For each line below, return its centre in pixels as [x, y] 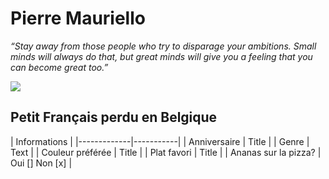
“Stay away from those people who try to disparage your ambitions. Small [163, 46]
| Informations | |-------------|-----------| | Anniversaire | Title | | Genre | [160, 141]
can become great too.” [59, 67]
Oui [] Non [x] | [41, 163]
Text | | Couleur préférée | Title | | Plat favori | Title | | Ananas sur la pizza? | [166, 152]
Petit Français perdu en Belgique [114, 117]
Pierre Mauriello [78, 18]
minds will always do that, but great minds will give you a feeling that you [161, 56]
